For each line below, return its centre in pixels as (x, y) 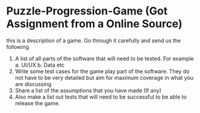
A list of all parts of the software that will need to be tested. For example (104, 58)
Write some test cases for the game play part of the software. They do (102, 71)
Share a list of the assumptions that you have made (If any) (88, 90)
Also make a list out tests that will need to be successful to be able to (101, 97)
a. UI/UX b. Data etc (40, 65)
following (17, 47)
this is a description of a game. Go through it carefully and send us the (94, 40)
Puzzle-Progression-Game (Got (87, 11)
